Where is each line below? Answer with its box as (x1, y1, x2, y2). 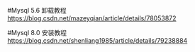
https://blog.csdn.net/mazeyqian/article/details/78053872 (7, 14, 177, 22)
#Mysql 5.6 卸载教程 (7, 6, 67, 14)
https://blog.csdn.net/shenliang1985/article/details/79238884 (7, 37, 188, 44)
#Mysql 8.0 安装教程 (7, 29, 67, 37)
